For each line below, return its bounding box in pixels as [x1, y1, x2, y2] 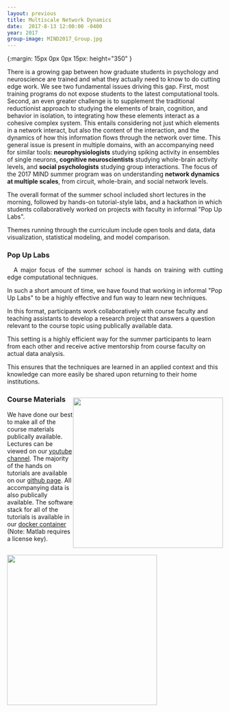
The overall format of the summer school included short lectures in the [7, 190, 207, 199]
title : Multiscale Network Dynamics [7, 16, 112, 23]
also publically [7, 491, 48, 499]
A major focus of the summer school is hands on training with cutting [13, 266, 223, 274]
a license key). [7, 534, 48, 543]
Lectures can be [7, 439, 53, 447]
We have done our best [7, 410, 73, 419]
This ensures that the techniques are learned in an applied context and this [7, 363, 218, 371]
